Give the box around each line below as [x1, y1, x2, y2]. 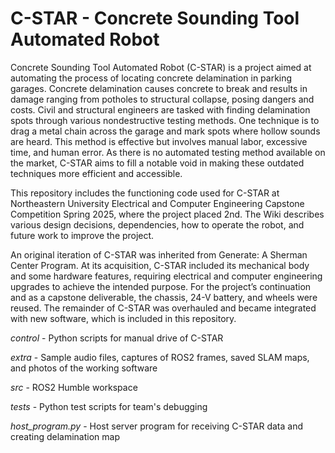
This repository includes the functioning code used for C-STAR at [10, 187, 280, 199]
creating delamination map [10, 430, 121, 442]
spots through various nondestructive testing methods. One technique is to [10, 114, 320, 126]
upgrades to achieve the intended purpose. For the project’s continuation [10, 280, 312, 292]
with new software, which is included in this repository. [10, 312, 237, 324]
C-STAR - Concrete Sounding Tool [10, 7, 300, 30]
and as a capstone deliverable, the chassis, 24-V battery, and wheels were [10, 291, 318, 303]
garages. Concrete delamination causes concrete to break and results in [10, 82, 308, 94]
